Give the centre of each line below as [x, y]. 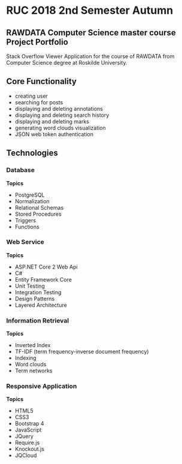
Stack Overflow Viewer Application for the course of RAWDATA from [90, 56]
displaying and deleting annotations [59, 109]
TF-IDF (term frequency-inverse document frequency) [82, 352]
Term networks [34, 371]
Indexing [26, 358]
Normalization [32, 201]
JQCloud [26, 456]
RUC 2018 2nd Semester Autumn [90, 10]
